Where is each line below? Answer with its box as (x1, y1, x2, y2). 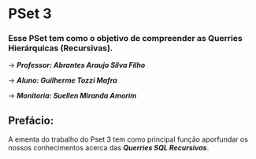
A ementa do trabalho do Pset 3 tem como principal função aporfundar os (8, 135, 248, 144)
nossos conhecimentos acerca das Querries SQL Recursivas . (8, 143, 210, 153)
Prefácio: (8, 113, 54, 127)
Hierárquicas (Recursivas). (8, 43, 113, 54)
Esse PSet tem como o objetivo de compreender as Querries (8, 33, 243, 44)
